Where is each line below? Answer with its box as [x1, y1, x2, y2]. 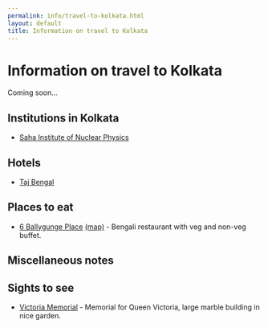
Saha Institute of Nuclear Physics [18, 133, 129, 142]
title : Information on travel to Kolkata [7, 27, 148, 35]
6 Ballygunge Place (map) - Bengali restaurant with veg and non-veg [18, 222, 246, 232]
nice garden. [18, 310, 62, 320]
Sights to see [7, 281, 75, 294]
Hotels [7, 156, 42, 170]
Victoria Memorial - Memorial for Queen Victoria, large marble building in [18, 302, 260, 312]
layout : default [7, 19, 62, 27]
